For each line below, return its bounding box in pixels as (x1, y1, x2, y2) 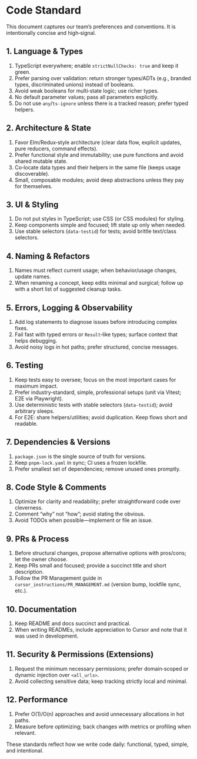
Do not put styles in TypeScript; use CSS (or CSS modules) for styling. (14, 215, 185, 222)
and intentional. (6, 747, 44, 754)
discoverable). (14, 170, 50, 177)
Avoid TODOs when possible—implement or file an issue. (14, 517, 153, 524)
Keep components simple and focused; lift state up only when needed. (14, 222, 186, 229)
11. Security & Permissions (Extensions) (6, 649, 154, 659)
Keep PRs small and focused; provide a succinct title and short (14, 562, 166, 569)
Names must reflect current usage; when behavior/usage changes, (14, 267, 178, 274)
